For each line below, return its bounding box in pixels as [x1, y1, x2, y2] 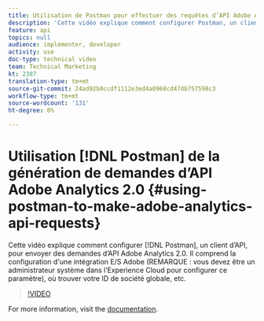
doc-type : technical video [8, 56, 97, 64]
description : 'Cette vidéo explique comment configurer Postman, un [8, 19, 237, 27]
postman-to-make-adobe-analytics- [8, 197, 253, 216]
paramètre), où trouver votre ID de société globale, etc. [8, 273, 186, 283]
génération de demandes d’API [8, 164, 213, 182]
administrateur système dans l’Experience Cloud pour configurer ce [8, 265, 228, 275]
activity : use [8, 48, 55, 56]
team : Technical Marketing [8, 63, 97, 71]
